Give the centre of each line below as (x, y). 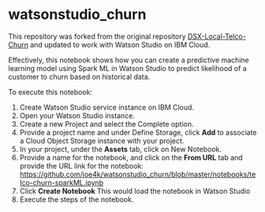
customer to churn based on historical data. (79, 76)
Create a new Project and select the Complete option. (106, 124)
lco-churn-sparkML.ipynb (62, 182)
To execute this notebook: (50, 91)
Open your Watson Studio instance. (77, 115)
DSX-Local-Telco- (216, 36)
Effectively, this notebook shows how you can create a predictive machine (129, 60)
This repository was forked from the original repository (97, 36)
